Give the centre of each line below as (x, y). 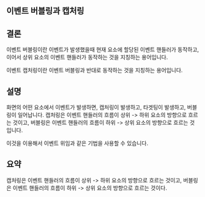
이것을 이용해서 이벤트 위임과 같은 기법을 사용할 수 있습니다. (77, 143)
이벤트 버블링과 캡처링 (45, 11)
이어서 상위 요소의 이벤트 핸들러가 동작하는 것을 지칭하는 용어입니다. (87, 58)
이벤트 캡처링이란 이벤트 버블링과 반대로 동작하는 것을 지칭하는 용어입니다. (95, 70)
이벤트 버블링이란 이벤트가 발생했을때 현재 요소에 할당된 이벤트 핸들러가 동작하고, (103, 50)
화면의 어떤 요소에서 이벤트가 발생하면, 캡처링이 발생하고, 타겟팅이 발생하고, (96, 107)
